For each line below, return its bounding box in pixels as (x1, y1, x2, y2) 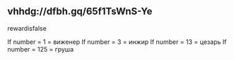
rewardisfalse (7, 24, 47, 32)
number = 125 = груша (7, 45, 74, 53)
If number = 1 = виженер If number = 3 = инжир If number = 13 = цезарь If (7, 38, 227, 46)
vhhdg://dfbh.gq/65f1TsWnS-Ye (7, 6, 153, 17)
